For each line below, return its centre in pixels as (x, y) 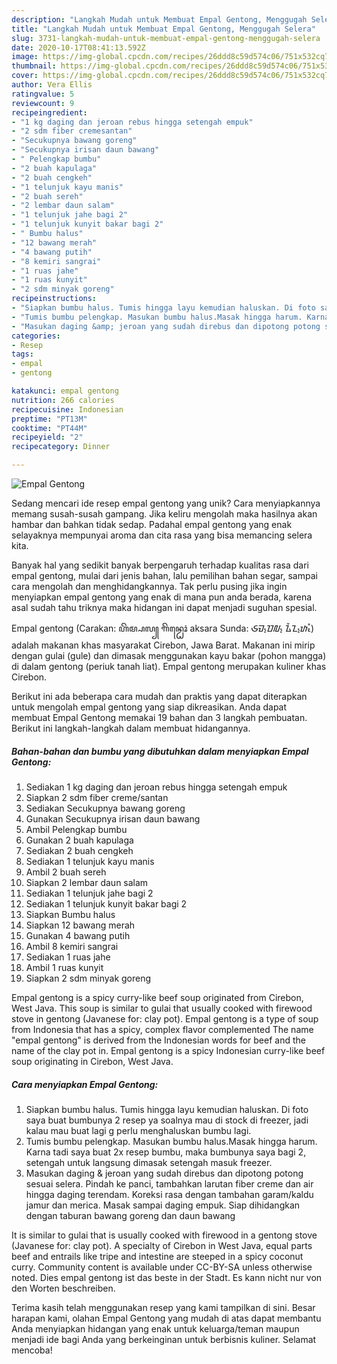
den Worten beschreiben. (63, 1288)
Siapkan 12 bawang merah (80, 925)
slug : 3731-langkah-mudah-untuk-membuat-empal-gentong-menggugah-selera (166, 38)
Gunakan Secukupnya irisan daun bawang (113, 818)
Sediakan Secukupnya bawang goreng (105, 808)
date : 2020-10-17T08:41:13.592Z (78, 47)
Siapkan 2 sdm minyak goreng (88, 978)
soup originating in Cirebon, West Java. (92, 1061)
